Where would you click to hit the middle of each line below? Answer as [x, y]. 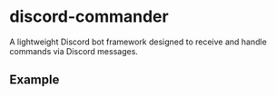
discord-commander [89, 17]
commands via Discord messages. [74, 51]
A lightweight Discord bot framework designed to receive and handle [138, 42]
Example [34, 80]
